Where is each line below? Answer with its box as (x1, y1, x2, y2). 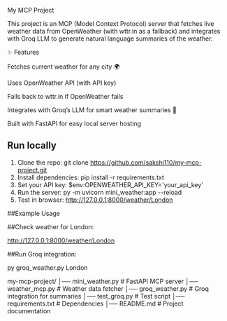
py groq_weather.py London (7, 263, 88, 272)
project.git (17, 165, 47, 174)
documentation (7, 306, 51, 315)
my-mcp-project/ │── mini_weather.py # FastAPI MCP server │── (7, 277, 198, 285)
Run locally (7, 139, 57, 151)
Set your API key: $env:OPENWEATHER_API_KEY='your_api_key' (17, 180, 204, 189)
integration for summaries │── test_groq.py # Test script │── (7, 292, 185, 300)
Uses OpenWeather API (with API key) (7, 78, 117, 87)
